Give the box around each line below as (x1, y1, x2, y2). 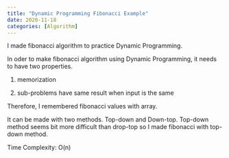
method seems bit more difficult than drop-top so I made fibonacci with (7, 123, 209, 131)
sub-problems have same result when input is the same (16, 89, 174, 97)
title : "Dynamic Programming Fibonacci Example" (7, 10, 149, 17)
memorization (16, 76, 56, 84)
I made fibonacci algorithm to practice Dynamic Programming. (7, 42, 183, 50)
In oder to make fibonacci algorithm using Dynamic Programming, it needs (7, 55, 217, 63)
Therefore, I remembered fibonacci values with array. (7, 102, 158, 111)
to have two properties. (7, 63, 73, 71)
